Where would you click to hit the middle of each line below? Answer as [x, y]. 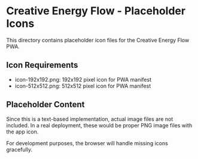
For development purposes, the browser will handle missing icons [87, 143]
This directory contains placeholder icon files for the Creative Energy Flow [98, 40]
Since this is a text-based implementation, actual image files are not [90, 119]
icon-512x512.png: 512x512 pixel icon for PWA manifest [83, 86]
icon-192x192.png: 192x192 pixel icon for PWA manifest [83, 79]
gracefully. [19, 149]
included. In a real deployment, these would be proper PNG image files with [99, 125]
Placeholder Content [45, 105]
